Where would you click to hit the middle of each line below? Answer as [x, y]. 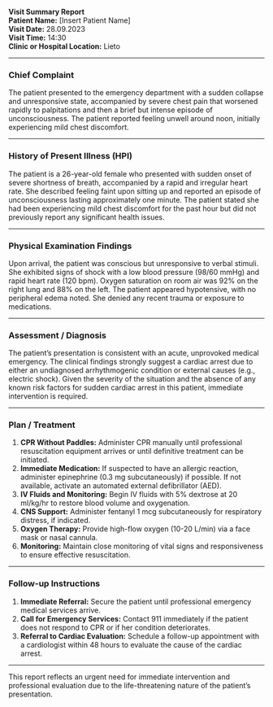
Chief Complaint [41, 75]
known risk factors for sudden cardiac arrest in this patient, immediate [126, 388]
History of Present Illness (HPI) [70, 156]
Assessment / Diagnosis [58, 335]
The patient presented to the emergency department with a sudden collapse [136, 93]
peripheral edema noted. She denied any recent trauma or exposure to [126, 298]
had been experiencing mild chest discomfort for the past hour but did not [132, 208]
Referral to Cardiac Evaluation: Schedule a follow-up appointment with [140, 636]
